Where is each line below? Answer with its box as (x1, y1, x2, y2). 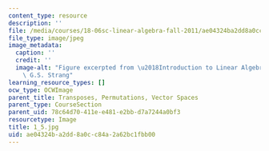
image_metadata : (8, 42, 62, 50)
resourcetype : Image (8, 116, 78, 124)
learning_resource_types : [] (8, 78, 106, 86)
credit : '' (15, 57, 52, 65)
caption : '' (15, 49, 56, 57)
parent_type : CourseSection (8, 101, 102, 109)
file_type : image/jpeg (8, 34, 84, 42)
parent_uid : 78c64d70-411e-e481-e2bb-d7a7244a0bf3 (8, 109, 181, 117)
